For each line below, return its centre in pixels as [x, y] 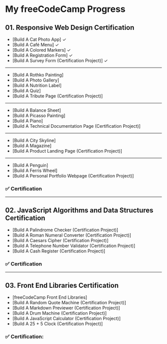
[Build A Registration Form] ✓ [42, 55]
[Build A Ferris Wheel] [35, 171]
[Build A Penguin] [30, 165]
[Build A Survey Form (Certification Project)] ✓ [60, 60]
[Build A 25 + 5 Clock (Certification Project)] [57, 324]
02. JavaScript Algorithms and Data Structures [79, 210]
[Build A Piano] [28, 121]
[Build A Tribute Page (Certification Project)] [57, 96]
